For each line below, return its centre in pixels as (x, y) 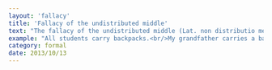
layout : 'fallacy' (39, 16)
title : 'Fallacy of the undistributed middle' (88, 23)
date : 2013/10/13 (38, 53)
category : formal (38, 46)
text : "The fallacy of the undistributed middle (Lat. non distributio (132, 31)
